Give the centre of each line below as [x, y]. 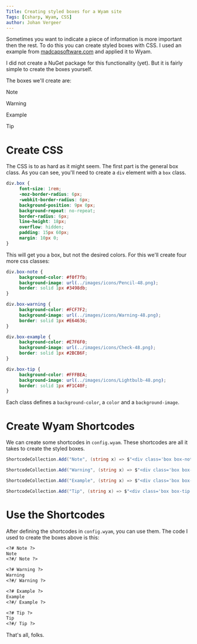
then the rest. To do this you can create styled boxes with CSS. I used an [94, 45]
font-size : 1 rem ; [40, 189]
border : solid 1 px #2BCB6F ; [53, 353]
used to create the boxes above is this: [53, 537]
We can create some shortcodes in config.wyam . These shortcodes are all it [97, 442]
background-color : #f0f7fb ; [53, 277]
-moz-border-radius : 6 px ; [51, 195]
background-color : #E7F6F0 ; [53, 342]
